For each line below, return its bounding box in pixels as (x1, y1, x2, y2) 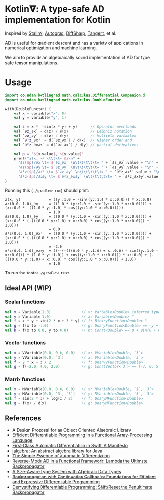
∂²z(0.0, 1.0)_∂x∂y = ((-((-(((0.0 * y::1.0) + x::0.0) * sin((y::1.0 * (5, 248, 159, 253)
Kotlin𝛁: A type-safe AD (5, 3, 105, 15)
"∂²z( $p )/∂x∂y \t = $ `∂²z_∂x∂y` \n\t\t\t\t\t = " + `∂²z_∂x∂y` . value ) (18, 174, 161, 179)
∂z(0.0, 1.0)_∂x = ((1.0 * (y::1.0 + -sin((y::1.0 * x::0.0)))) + (5, 201, 152, 206)
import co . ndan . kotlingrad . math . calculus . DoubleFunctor (5, 97, 121, 102)
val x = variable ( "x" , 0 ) (14, 111, 67, 116)
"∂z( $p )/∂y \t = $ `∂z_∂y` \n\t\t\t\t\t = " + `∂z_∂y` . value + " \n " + (18, 165, 159, 170)
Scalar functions (5, 298, 45, 305)
